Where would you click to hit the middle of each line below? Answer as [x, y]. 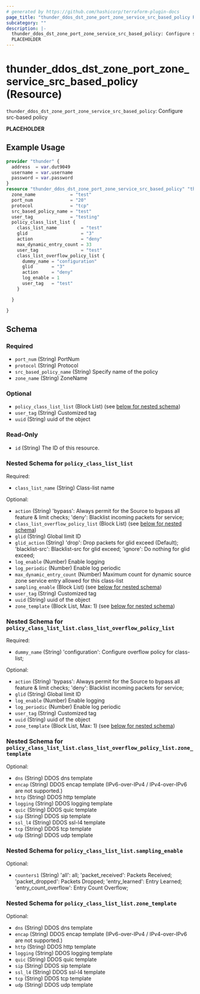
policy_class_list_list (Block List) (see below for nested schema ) [98, 407]
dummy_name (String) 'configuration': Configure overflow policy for [94, 652]
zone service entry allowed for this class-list [69, 581]
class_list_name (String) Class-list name [65, 488]
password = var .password [42, 178]
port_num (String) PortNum [47, 359]
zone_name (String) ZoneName [51, 378]
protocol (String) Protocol [46, 365]
